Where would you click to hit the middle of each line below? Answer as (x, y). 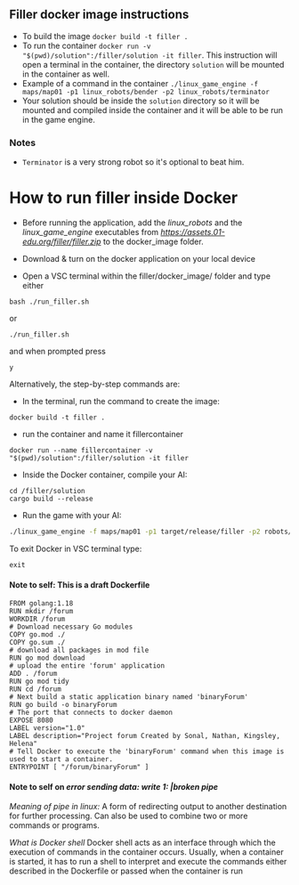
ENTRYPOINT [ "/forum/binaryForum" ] (79, 767)
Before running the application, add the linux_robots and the (132, 223)
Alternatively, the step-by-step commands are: (95, 384)
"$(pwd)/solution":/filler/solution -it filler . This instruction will (149, 55)
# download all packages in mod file (79, 650)
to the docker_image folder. (153, 242)
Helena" (24, 744)
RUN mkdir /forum (41, 612)
